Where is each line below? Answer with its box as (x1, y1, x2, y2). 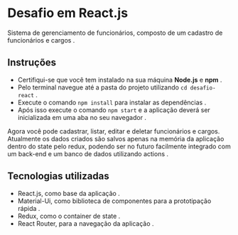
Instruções (7, 57, 57, 69)
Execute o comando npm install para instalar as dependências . (17, 98, 207, 106)
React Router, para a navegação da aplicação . (17, 219, 154, 228)
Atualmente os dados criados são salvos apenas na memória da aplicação (7, 134, 225, 143)
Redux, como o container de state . (17, 212, 121, 220)
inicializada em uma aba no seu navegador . (17, 113, 147, 121)
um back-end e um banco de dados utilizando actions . (7, 149, 169, 158)
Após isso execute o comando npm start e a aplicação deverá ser (17, 105, 211, 114)
